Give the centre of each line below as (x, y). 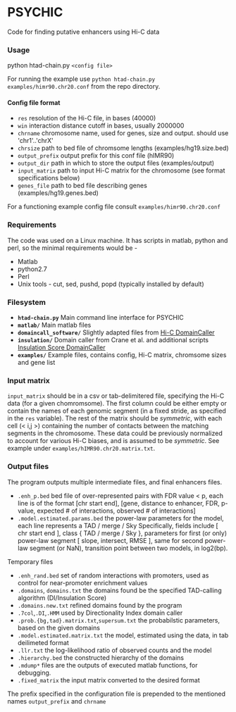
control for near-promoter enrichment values (82, 582)
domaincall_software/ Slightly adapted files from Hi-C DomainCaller (116, 332)
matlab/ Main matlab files (54, 325)
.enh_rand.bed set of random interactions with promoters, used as (113, 575)
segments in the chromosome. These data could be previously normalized (115, 433)
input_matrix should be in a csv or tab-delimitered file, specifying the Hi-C (116, 396)
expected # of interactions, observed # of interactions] (116, 511)
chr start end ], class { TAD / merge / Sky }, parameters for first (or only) (122, 533)
